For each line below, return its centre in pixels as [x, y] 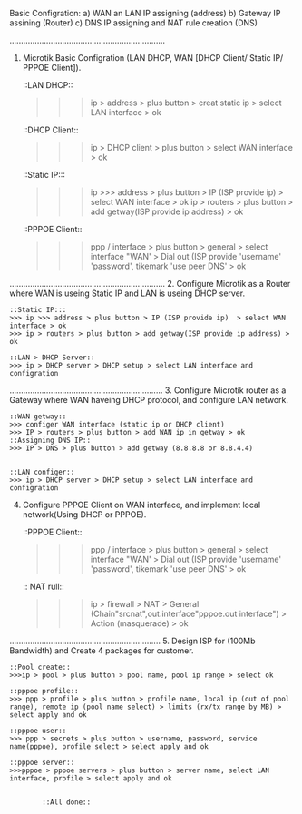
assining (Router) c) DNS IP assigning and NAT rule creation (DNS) [134, 23]
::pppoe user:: [38, 731]
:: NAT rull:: [44, 586]
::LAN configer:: [42, 472]
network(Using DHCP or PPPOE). [84, 515]
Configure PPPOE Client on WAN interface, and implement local [141, 505]
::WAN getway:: [38, 417]
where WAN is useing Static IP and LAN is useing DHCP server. [127, 293]
